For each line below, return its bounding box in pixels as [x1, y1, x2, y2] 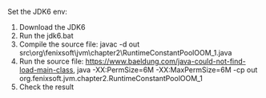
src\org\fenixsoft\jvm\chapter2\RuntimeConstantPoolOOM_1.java [18, 48, 232, 57]
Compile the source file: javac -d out [18, 39, 140, 49]
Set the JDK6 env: [7, 7, 67, 16]
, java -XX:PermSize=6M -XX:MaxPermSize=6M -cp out [72, 65, 258, 75]
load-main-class [18, 65, 74, 75]
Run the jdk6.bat [18, 31, 74, 40]
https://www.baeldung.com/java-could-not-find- [85, 56, 246, 66]
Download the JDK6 [18, 22, 86, 31]
